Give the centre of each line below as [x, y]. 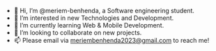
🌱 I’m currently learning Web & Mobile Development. [89, 25]
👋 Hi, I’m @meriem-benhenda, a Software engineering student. [104, 11]
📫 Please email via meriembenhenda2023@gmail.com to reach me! [111, 40]
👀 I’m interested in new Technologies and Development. [94, 18]
